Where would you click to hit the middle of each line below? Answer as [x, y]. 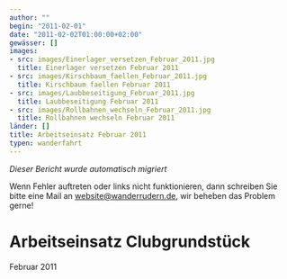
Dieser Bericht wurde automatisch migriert [88, 168]
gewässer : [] [34, 43]
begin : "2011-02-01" [48, 26]
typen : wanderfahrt [46, 143]
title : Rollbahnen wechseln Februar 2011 [96, 118]
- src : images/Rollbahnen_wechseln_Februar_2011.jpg [110, 110]
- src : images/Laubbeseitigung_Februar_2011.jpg [102, 93]
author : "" [30, 18]
